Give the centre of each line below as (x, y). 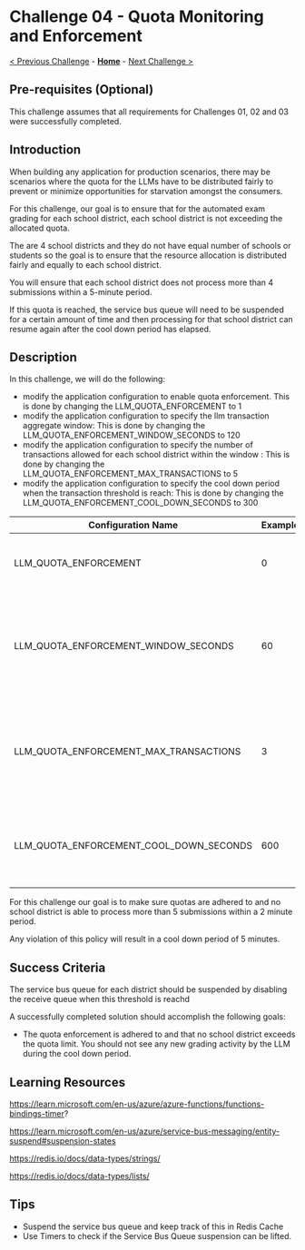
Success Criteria (58, 967)
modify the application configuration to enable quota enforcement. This (156, 397)
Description (43, 357)
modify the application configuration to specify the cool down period (151, 484)
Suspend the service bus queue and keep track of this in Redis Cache (153, 1226)
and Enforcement (76, 36)
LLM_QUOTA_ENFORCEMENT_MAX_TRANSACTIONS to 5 (130, 474)
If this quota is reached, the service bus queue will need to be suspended (147, 310)
